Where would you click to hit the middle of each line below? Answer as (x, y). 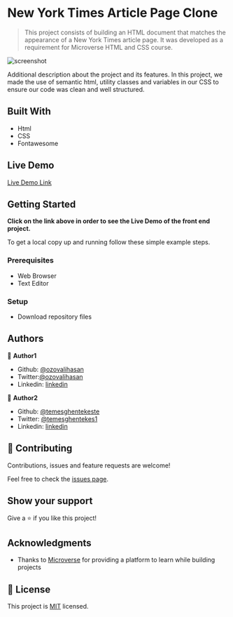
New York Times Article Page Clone (113, 13)
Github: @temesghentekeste (58, 411)
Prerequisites (30, 260)
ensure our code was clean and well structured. (76, 89)
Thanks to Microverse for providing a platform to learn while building (116, 560)
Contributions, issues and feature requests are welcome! (89, 465)
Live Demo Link (30, 182)
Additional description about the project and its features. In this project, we (115, 74)
